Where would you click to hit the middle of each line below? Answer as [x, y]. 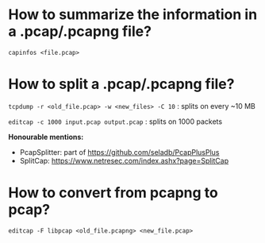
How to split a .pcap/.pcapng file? [121, 84]
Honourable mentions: [46, 137]
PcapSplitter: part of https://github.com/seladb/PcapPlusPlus [119, 152]
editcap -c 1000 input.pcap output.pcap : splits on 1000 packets [115, 121]
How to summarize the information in [133, 15]
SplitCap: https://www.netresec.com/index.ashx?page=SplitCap [124, 160]
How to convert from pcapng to [113, 193]
